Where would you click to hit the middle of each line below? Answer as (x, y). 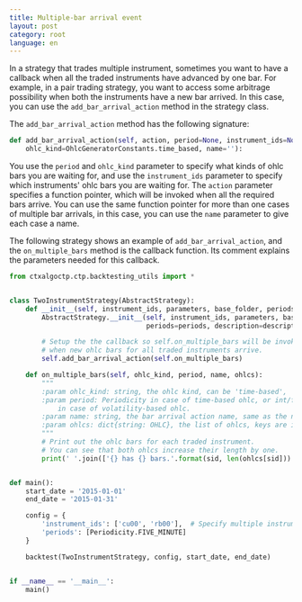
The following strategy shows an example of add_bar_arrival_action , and (146, 241)
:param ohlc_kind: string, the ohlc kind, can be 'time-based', (164, 391)
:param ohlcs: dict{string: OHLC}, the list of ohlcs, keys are (164, 425)
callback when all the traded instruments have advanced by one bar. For (143, 78)
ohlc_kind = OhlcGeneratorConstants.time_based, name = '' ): (134, 149)
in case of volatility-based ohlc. (124, 409)
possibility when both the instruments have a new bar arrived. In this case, (147, 97)
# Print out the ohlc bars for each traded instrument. (148, 442)
